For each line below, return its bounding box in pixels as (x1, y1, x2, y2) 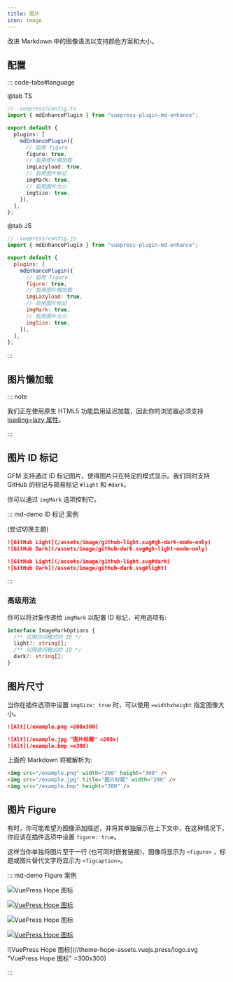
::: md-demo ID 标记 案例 (7, 510, 79, 518)
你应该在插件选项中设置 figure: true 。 (7, 832, 120, 841)
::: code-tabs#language (7, 78, 75, 87)
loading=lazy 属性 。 (7, 415, 65, 424)
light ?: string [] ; (13, 640, 68, 647)
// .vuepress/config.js (7, 235, 77, 242)
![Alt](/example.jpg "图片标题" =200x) (7, 736, 120, 743)
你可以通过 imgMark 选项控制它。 (7, 494, 100, 504)
